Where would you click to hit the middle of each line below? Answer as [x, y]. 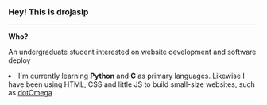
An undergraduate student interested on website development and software [132, 52]
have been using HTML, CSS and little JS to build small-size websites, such [132, 84]
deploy [19, 60]
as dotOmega [31, 93]
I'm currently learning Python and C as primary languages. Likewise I [132, 76]
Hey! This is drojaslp [48, 12]
